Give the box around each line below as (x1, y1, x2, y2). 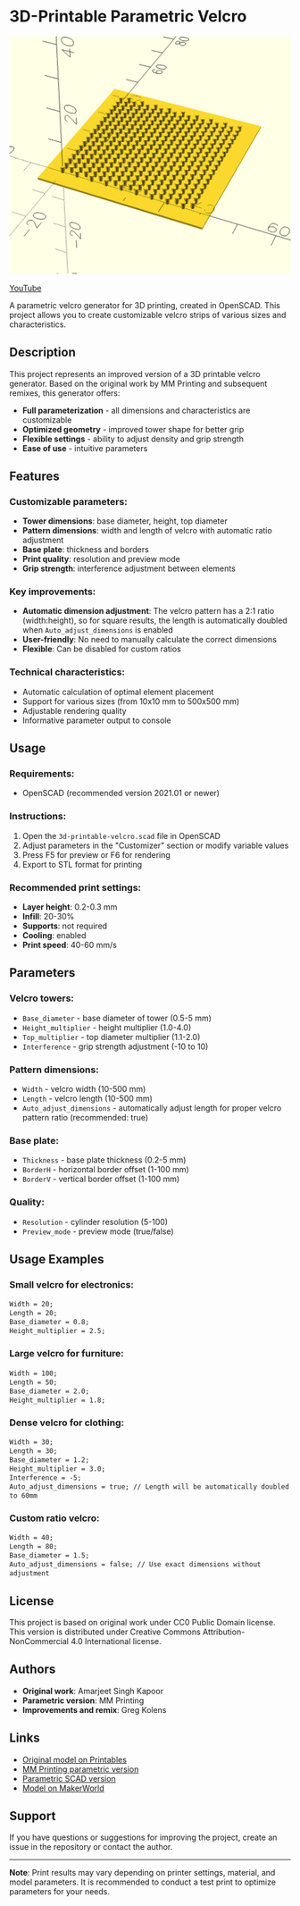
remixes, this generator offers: (9, 387, 121, 399)
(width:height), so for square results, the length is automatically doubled (21, 615, 287, 626)
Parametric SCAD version (21, 1773, 116, 1784)
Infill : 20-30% (21, 911, 75, 922)
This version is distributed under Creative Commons (9, 1626, 201, 1637)
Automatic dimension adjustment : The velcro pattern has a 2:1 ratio (21, 606, 275, 617)
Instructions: (9, 810, 67, 823)
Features (9, 468, 60, 483)
